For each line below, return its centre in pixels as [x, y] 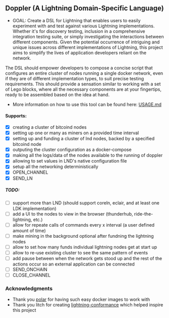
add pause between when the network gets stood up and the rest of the [87, 258]
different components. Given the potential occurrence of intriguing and [86, 42]
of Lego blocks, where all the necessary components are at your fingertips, [83, 89]
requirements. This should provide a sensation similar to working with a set [83, 84]
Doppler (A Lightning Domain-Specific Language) [84, 8]
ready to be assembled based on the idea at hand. [58, 94]
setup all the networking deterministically [55, 167]
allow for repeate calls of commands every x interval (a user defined [83, 225]
